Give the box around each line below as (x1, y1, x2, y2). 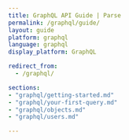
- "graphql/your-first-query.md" (8, 98, 118, 106)
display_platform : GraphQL (8, 48, 97, 56)
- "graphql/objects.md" (8, 105, 87, 114)
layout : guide (8, 26, 55, 34)
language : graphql (8, 41, 68, 49)
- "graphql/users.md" (8, 113, 79, 121)
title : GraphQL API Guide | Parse (8, 11, 122, 20)
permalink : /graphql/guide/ (8, 19, 101, 27)
